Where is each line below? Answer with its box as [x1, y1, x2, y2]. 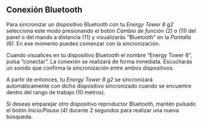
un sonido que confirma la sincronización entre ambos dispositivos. [6, 64, 174, 71]
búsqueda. [6, 113, 33, 120]
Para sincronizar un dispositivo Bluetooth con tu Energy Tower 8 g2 [6, 20, 174, 28]
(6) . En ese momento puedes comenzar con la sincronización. [6, 40, 160, 47]
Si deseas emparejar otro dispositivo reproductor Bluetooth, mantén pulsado [6, 100, 196, 107]
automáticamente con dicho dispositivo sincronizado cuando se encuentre [6, 82, 192, 89]
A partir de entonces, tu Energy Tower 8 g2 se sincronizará [6, 76, 153, 83]
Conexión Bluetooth [6, 5, 83, 15]
